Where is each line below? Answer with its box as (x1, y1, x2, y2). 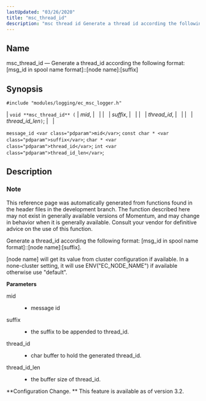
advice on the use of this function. (6, 225, 93, 232)
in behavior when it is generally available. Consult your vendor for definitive (6, 219, 197, 226)
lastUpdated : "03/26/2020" (6, 9, 75, 15)
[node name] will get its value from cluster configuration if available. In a (6, 255, 189, 263)
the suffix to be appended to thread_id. (30, 328, 129, 335)
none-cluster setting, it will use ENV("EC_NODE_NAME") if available (6, 262, 178, 269)
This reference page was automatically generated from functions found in (6, 199, 193, 206)
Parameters (6, 280, 37, 287)
